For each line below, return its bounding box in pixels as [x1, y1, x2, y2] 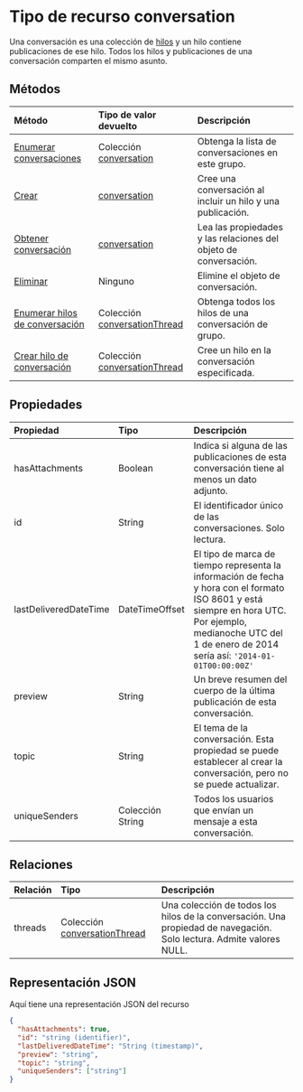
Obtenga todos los [197, 295, 276, 308]
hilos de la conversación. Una [161, 910, 287, 923]
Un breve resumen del [193, 673, 288, 686]
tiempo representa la [193, 558, 281, 571]
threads [14, 921, 47, 934]
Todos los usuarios [193, 792, 274, 805]
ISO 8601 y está [193, 593, 263, 605]
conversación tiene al [193, 462, 285, 474]
